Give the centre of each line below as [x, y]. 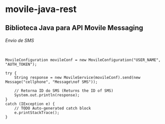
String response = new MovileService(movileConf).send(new [77, 77]
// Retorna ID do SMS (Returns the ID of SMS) [64, 91]
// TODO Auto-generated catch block [53, 108]
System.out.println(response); [47, 95]
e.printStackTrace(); [37, 112]
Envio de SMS [20, 41]
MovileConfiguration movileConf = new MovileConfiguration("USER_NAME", [83, 60]
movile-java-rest [41, 9]
